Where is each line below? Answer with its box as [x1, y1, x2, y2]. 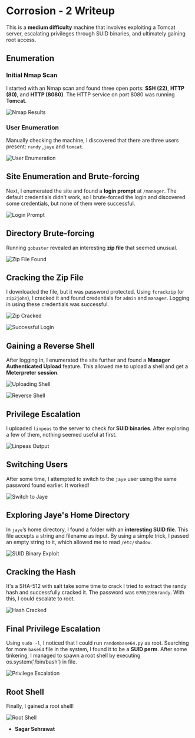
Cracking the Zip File [6, 272, 84, 282]
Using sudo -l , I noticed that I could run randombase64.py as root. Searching [6, 639, 189, 646]
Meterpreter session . [6, 369, 59, 376]
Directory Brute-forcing [6, 229, 95, 239]
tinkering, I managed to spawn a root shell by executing [6, 652, 141, 659]
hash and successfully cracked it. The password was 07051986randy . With [6, 589, 184, 596]
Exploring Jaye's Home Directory [6, 510, 130, 521]
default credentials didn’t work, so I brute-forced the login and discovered [6, 193, 186, 200]
